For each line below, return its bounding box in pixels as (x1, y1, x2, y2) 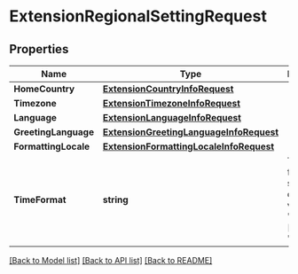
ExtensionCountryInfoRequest (102, 82, 234, 95)
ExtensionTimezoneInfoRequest (102, 98, 241, 109)
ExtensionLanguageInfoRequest (102, 112, 242, 123)
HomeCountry (13, 82, 75, 95)
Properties (9, 42, 69, 57)
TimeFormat (13, 193, 67, 206)
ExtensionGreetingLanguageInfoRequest (102, 126, 279, 138)
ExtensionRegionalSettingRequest (9, 6, 268, 27)
